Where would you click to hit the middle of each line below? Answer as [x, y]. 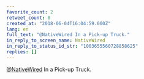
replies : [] [21, 52]
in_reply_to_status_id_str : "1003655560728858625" [72, 47]
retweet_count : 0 [28, 18]
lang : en [17, 29]
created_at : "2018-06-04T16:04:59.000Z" [59, 23]
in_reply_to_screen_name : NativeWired [56, 40]
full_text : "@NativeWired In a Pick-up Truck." [68, 35]
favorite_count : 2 [30, 12]
